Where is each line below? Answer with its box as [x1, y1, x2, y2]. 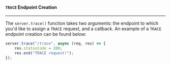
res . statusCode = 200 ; [14, 46, 63, 51]
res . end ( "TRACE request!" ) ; [14, 50, 74, 56]
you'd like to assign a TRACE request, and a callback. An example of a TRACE [5, 26, 162, 32]
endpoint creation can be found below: [5, 31, 87, 37]
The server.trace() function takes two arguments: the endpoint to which [5, 20, 159, 27]
